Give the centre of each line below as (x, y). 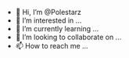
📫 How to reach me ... (52, 46)
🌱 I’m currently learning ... (57, 29)
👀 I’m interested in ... (48, 20)
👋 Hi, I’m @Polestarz (48, 12)
